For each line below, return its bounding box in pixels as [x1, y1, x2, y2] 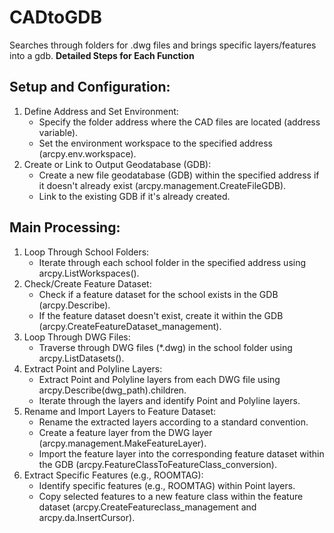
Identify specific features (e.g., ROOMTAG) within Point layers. [38, 479, 296, 491]
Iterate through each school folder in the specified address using [38, 256, 307, 268]
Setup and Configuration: [9, 79, 171, 96]
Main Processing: [9, 219, 121, 236]
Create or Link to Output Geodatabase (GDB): [23, 158, 212, 170]
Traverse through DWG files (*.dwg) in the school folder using [38, 341, 293, 353]
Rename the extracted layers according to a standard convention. [38, 416, 309, 428]
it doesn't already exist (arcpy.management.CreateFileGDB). [38, 179, 287, 191]
